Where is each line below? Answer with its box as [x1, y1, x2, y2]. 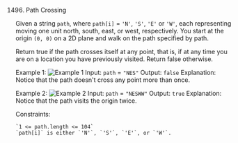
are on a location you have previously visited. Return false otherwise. [15, 55, 214, 63]
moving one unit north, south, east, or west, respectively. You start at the [15, 27, 224, 35]
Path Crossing [25, 6, 67, 14]
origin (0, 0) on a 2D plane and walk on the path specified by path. [15, 34, 209, 42]
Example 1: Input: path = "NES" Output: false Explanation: [15, 69, 216, 76]
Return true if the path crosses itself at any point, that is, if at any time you [15, 48, 228, 56]
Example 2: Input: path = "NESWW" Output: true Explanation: [15, 90, 222, 97]
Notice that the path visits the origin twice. [15, 96, 137, 105]
